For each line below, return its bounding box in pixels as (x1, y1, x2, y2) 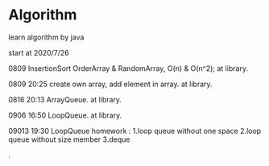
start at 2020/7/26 (8, 48, 70, 57)
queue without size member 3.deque (8, 135, 130, 144)
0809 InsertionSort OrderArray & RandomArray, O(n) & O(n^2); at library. (8, 63, 248, 73)
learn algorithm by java (8, 32, 85, 42)
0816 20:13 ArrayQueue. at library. (8, 94, 122, 104)
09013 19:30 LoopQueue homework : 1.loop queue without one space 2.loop (8, 126, 262, 135)
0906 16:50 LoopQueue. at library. (8, 110, 122, 120)
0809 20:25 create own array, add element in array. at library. (8, 79, 213, 89)
